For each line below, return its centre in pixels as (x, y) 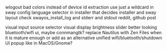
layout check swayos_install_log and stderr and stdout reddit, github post (81, 18)
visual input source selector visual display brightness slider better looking (81, 27)
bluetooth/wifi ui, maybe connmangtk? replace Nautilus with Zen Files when (83, 32)
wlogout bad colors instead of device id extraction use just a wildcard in (79, 7)
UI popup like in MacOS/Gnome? (39, 43)
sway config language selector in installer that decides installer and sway (81, 12)
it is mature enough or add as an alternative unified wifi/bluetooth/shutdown (83, 38)
